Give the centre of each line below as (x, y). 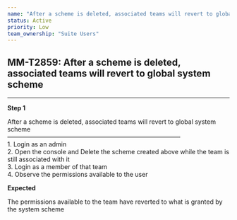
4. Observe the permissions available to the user (78, 175)
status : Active (30, 21)
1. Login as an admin (37, 144)
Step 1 (17, 108)
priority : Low (28, 27)
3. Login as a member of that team (57, 167)
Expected (22, 188)
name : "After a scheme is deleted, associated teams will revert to (110, 14)
